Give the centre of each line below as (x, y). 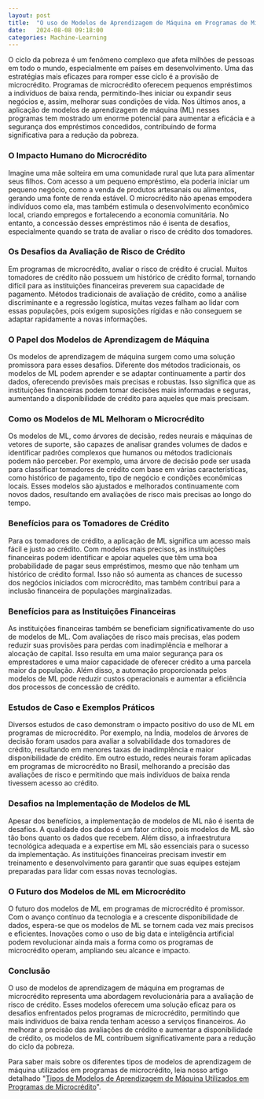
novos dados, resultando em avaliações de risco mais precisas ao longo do (130, 495)
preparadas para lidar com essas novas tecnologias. (93, 871)
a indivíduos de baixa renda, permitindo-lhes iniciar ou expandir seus (120, 93)
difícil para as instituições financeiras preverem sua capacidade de (117, 285)
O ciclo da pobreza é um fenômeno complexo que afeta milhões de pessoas (131, 60)
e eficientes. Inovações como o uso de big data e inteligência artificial (121, 934)
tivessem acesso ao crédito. (54, 783)
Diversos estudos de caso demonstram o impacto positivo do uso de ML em (132, 725)
